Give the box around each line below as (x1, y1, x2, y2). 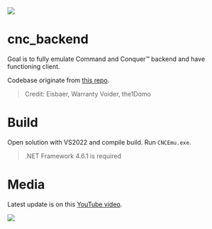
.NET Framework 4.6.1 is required (24, 152, 122, 160)
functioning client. (7, 62, 60, 70)
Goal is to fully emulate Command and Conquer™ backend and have (7, 55, 206, 63)
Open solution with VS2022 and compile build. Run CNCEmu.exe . (7, 138, 191, 146)
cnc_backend (7, 31, 89, 48)
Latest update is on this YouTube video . (7, 200, 123, 208)
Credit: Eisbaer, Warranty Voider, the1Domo (24, 89, 151, 98)
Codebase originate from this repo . (7, 76, 110, 84)
